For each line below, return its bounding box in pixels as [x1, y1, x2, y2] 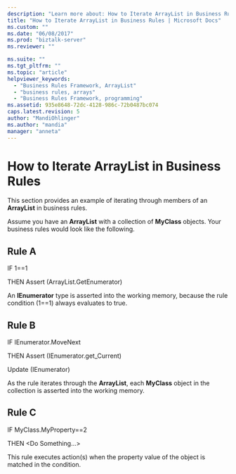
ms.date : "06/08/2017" [7, 30, 74, 37]
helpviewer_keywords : [7, 75, 71, 82]
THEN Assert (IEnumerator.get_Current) [7, 351, 122, 360]
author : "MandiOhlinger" [7, 115, 80, 122]
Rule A [7, 245, 37, 257]
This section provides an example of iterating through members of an [7, 197, 208, 205]
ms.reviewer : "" [7, 43, 55, 50]
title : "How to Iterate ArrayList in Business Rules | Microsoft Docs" [7, 17, 221, 24]
